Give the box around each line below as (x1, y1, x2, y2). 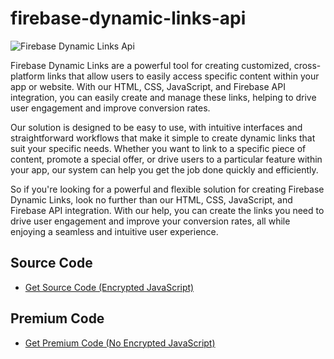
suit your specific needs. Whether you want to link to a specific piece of (10, 142, 307, 154)
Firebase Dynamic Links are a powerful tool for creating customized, (10, 59, 292, 71)
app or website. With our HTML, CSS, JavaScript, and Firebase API (10, 80, 286, 92)
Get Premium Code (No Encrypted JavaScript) (24, 337, 216, 349)
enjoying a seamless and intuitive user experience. (10, 225, 219, 237)
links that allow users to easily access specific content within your (46, 70, 320, 82)
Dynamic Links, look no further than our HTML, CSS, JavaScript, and (10, 193, 293, 206)
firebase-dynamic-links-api (10, 7, 247, 30)
